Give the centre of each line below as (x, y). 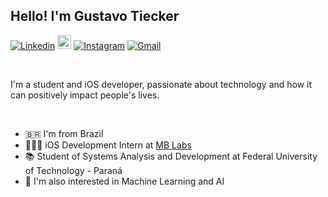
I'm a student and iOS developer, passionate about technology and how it (161, 84)
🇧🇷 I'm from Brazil (64, 133)
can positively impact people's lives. (85, 95)
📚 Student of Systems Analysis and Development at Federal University (171, 156)
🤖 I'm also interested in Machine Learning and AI (124, 181)
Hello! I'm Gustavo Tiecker (95, 16)
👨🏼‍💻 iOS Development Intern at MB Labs (108, 145)
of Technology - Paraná (73, 170)
